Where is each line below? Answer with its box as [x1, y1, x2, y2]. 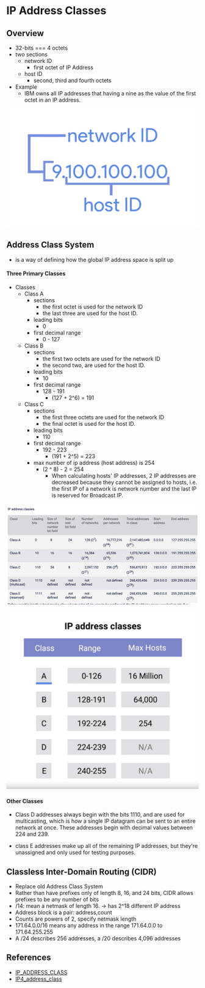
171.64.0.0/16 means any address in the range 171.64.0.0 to [15, 922, 163, 929]
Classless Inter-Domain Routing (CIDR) [6, 866, 157, 877]
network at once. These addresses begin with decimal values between [15, 824, 193, 831]
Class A [24, 290, 44, 297]
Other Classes [6, 797, 44, 804]
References [6, 953, 51, 963]
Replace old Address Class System [15, 883, 104, 890]
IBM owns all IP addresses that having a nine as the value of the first [24, 90, 196, 97]
